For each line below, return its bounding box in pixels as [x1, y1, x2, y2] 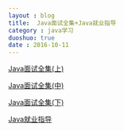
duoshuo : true [8, 33, 56, 42]
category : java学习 [8, 26, 74, 34]
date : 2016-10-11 [8, 41, 69, 49]
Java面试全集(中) [8, 81, 64, 91]
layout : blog [8, 11, 56, 20]
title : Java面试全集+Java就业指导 [8, 19, 117, 27]
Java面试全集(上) [8, 64, 64, 74]
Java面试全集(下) [8, 98, 64, 107]
